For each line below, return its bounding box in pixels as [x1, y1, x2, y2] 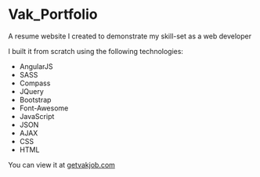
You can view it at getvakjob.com [8, 160, 116, 169]
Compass [19, 78, 51, 88]
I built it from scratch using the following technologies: [8, 46, 184, 56]
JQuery [19, 86, 45, 96]
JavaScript [19, 111, 55, 121]
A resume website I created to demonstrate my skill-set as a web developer [8, 31, 252, 41]
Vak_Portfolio [8, 5, 98, 23]
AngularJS [19, 61, 53, 71]
